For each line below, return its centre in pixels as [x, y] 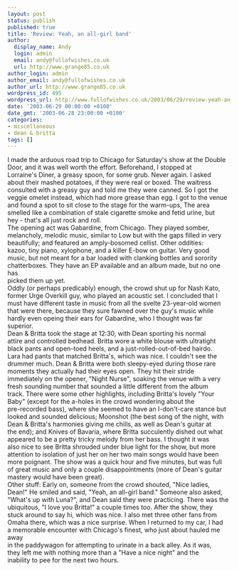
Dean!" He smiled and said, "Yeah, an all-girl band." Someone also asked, [115, 492]
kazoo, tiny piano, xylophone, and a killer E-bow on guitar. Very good [108, 250]
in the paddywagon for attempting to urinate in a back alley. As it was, [110, 545]
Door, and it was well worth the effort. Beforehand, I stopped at [100, 167]
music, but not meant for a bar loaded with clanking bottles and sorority [112, 258]
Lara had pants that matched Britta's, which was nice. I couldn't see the [112, 356]
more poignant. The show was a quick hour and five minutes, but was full [115, 462]
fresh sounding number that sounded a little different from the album [108, 386]
